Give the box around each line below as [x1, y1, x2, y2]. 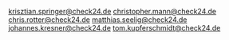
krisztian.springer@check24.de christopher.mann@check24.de [8, 7, 217, 16]
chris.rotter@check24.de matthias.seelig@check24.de [8, 15, 188, 24]
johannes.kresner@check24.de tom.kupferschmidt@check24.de [8, 24, 221, 32]
